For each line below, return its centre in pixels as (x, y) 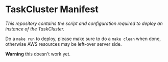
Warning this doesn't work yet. (38, 54)
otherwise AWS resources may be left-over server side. (64, 44)
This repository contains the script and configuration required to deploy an (84, 23)
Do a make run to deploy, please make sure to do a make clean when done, (83, 39)
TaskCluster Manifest (52, 9)
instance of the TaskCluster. (35, 28)
